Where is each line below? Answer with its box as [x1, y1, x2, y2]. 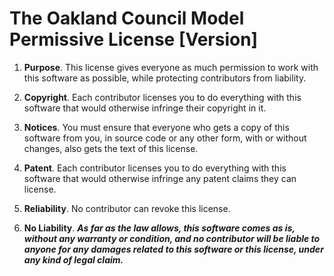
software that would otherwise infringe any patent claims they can [23, 172, 297, 184]
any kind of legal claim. [23, 253, 124, 266]
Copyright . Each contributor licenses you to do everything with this [23, 91, 302, 103]
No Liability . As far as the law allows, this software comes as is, [23, 222, 296, 234]
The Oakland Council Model [9, 7, 245, 30]
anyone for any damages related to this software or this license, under [23, 243, 324, 255]
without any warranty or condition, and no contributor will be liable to [23, 232, 321, 244]
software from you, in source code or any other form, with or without [23, 132, 307, 144]
